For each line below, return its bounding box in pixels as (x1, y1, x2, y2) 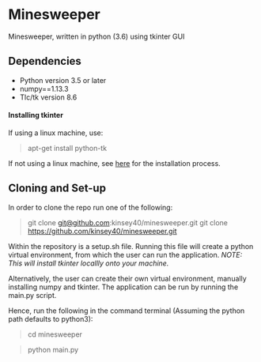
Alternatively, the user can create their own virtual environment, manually (8, 273, 247, 283)
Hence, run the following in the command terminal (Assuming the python (8, 306, 245, 315)
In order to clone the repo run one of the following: (8, 202, 173, 212)
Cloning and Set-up (8, 182, 107, 195)
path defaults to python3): (8, 314, 93, 323)
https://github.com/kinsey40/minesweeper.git (27, 226, 177, 236)
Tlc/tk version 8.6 (19, 92, 78, 102)
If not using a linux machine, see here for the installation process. (8, 158, 221, 168)
